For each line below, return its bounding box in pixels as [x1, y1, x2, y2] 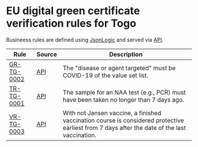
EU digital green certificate [6, 4, 140, 18]
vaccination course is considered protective [62, 116, 184, 125]
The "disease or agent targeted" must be [62, 64, 176, 72]
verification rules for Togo [6, 17, 137, 30]
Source [36, 50, 57, 58]
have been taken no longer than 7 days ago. [62, 96, 184, 104]
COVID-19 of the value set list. [62, 71, 148, 79]
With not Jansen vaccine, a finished [62, 109, 161, 117]
